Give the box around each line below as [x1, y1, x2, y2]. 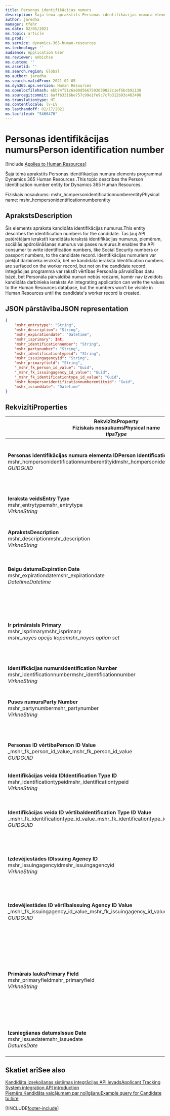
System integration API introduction [5, 1084, 79, 1091]
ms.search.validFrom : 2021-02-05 [5, 78, 76, 83]
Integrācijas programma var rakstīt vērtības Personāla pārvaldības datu [5, 268, 154, 274]
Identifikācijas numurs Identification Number [8, 665, 117, 672]
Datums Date [8, 1042, 38, 1049]
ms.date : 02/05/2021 [5, 26, 49, 32]
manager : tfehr [5, 21, 37, 27]
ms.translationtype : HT [5, 97, 56, 102]
